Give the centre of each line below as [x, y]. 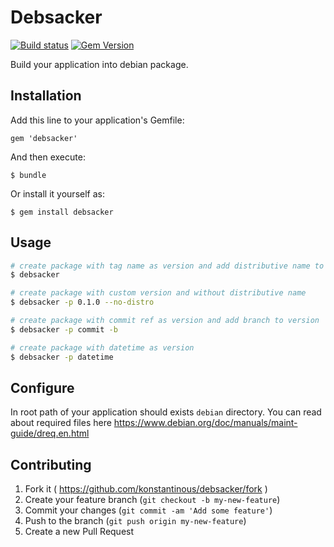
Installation [46, 96]
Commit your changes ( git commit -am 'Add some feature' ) [148, 510]
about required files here [61, 423]
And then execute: [48, 157]
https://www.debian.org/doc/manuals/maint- [205, 423]
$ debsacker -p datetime [62, 357]
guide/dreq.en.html [50, 433]
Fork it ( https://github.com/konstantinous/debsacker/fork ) [146, 489]
